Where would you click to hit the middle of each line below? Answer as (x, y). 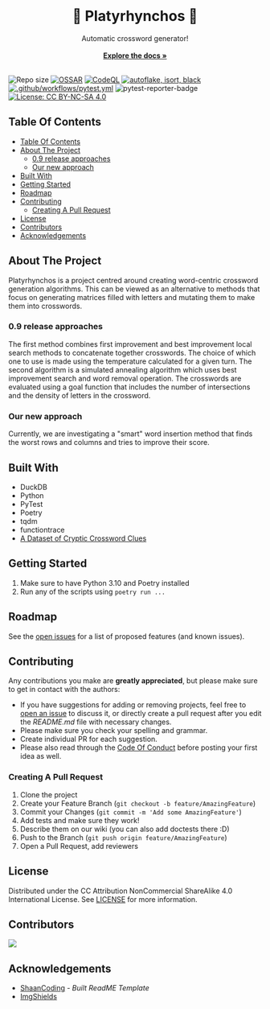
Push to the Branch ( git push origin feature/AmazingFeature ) (123, 837)
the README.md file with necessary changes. (96, 722)
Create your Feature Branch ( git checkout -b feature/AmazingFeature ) (138, 803)
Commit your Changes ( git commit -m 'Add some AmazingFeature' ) (131, 812)
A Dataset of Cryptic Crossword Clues (83, 538)
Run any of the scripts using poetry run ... (93, 591)
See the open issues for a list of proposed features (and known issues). (127, 636)
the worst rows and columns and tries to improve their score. (109, 443)
